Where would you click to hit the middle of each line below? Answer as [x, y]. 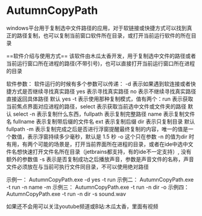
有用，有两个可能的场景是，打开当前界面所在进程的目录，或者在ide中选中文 [100, 144]
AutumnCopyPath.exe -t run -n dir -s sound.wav [66, 194]
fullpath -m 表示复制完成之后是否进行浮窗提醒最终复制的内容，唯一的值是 [97, 129]
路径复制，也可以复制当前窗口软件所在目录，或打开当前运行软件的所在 [104, 35]
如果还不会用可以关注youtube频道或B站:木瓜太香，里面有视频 [82, 206]
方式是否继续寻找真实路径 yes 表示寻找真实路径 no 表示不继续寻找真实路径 [104, 91]
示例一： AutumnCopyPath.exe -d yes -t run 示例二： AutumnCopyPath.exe [100, 179]
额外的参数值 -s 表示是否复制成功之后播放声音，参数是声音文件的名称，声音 [100, 159]
